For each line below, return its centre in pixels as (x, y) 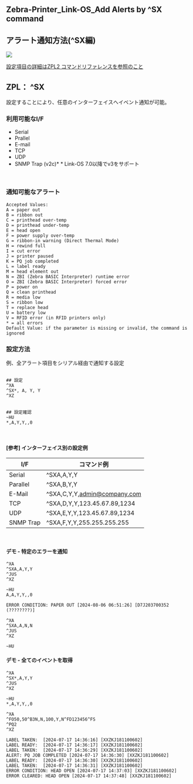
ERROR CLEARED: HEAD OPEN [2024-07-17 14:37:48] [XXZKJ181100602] (89, 776)
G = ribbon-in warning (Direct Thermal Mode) (62, 240)
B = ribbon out (25, 215)
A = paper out (23, 210)
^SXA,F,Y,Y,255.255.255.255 (87, 522)
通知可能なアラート (33, 192)
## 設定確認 (19, 412)
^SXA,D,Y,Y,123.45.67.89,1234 (91, 504)
